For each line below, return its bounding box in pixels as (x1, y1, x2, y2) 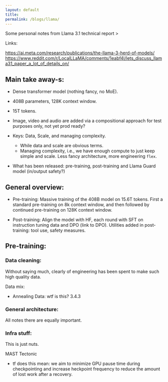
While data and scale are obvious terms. (20, 143, 104, 149)
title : (5, 12, 19, 17)
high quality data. (5, 273, 41, 279)
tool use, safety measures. (31, 227, 86, 233)
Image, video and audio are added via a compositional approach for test (12, 118, 162, 124)
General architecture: (5, 306, 59, 313)
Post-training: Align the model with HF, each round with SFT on (12, 217, 143, 223)
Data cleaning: (5, 257, 42, 264)
